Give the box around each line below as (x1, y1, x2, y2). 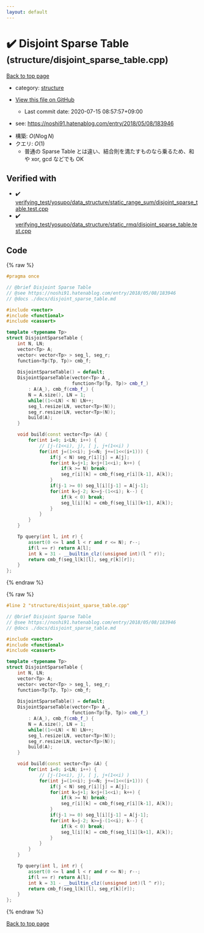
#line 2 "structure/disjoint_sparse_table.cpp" (6, 603, 130, 609)
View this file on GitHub (15, 96, 75, 103)
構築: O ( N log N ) (15, 132, 54, 140)
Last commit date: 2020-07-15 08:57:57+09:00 (24, 108, 144, 115)
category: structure (15, 84, 64, 91)
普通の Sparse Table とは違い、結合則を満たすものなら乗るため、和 (24, 148, 194, 155)
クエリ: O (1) (15, 140, 45, 147)
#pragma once (6, 273, 40, 279)
